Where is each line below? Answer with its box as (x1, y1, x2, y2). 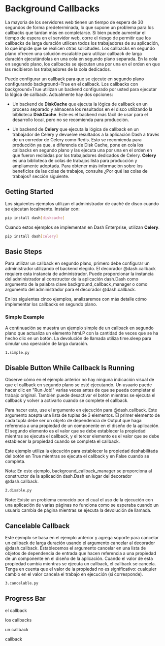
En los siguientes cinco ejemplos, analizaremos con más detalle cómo (5, 296, 147, 302)
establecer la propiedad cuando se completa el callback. (5, 438, 120, 444)
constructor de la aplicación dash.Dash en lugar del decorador (5, 473, 132, 479)
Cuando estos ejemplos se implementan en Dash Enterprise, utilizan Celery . (5, 224, 160, 230)
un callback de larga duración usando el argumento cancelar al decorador (5, 540, 155, 546)
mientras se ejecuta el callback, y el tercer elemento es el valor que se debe (5, 433, 160, 439)
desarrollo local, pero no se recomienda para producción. (12, 117, 129, 123)
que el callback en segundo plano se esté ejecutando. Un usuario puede (5, 382, 152, 388)
